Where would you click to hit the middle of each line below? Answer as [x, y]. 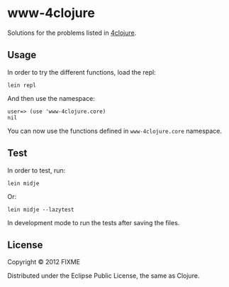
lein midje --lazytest [41, 210]
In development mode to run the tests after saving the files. [94, 222]
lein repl [22, 85]
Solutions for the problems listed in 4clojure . [72, 33]
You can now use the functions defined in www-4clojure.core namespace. [114, 131]
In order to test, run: [37, 170]
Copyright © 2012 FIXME [44, 262]
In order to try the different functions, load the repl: [82, 72]
